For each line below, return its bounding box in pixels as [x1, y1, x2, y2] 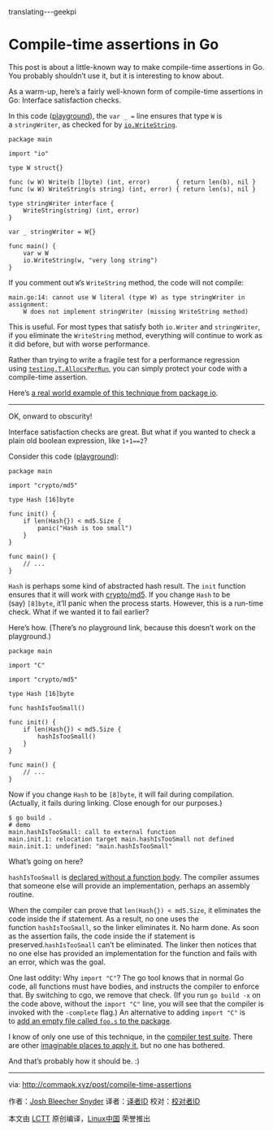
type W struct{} [8, 163, 63, 172]
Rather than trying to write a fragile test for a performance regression [8, 355, 240, 364]
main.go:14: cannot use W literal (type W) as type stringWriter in [8, 293, 245, 302]
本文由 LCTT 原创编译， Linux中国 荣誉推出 [8, 1113, 151, 1123]
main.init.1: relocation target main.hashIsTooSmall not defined [8, 835, 234, 843]
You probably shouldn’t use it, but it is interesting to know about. [8, 71, 224, 80]
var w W [23, 249, 49, 257]
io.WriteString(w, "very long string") [23, 256, 158, 264]
